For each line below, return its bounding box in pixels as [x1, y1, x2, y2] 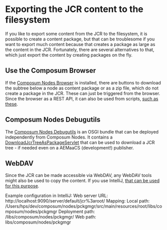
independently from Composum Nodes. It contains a [5, 134, 113, 140]
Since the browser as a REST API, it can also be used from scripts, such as [5, 95, 159, 101]
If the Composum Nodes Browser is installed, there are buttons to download [5, 79, 161, 85]
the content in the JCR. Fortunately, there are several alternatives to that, [5, 46, 155, 52]
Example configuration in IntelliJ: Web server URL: [5, 192, 108, 198]
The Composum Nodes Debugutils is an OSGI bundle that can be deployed [5, 128, 159, 134]
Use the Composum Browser [5, 66, 96, 75]
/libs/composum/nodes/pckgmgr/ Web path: [5, 214, 96, 220]
